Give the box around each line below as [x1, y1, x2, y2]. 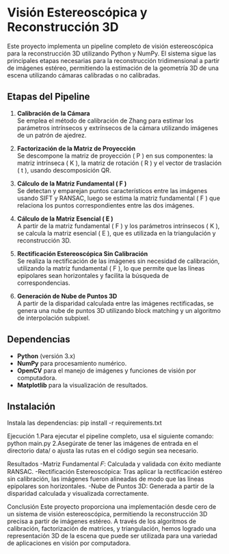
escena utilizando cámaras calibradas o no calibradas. [7, 71, 161, 79]
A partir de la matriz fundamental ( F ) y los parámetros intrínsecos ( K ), [16, 221, 220, 230]
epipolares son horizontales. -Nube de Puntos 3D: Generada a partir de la [7, 482, 215, 490]
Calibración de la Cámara [16, 109, 90, 117]
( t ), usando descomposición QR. [16, 166, 111, 174]
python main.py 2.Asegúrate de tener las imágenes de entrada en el [7, 440, 198, 448]
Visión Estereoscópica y [7, 5, 148, 21]
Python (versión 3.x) [16, 351, 76, 360]
